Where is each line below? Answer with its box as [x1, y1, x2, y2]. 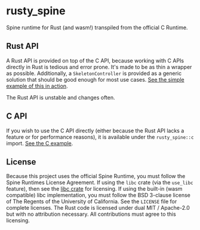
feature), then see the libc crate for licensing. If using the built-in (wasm [6, 185, 183, 192]
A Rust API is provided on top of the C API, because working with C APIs [6, 57, 184, 64]
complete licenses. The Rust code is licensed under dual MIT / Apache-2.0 [6, 204, 190, 212]
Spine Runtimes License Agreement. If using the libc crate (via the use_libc [6, 179, 194, 186]
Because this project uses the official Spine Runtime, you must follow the [6, 173, 186, 180]
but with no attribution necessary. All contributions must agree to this [6, 210, 176, 218]
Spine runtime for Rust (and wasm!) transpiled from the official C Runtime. [6, 24, 188, 31]
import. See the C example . [6, 139, 73, 147]
